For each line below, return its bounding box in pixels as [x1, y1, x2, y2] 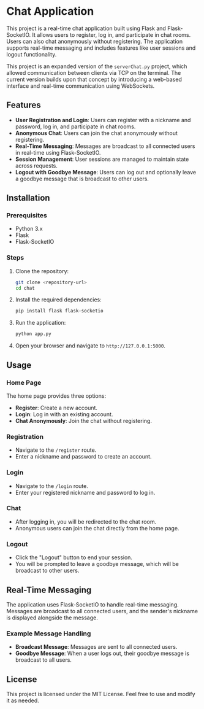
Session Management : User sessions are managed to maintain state [15, 155, 189, 163]
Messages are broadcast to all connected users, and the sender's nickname [6, 607, 198, 614]
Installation [6, 193, 50, 203]
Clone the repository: [15, 267, 69, 274]
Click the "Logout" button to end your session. [15, 554, 133, 561]
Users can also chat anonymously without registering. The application [6, 37, 183, 45]
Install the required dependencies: [15, 296, 102, 303]
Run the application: [15, 319, 66, 327]
